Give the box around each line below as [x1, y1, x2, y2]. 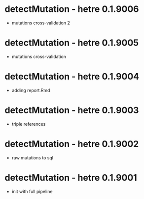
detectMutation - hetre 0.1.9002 [4, 138, 139, 149]
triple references [11, 121, 46, 127]
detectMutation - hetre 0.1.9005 [4, 37, 139, 49]
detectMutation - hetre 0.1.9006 [4, 3, 139, 15]
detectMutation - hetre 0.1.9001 [4, 172, 138, 183]
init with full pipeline [11, 188, 53, 194]
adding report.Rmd [11, 87, 50, 93]
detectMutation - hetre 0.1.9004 [4, 71, 139, 82]
